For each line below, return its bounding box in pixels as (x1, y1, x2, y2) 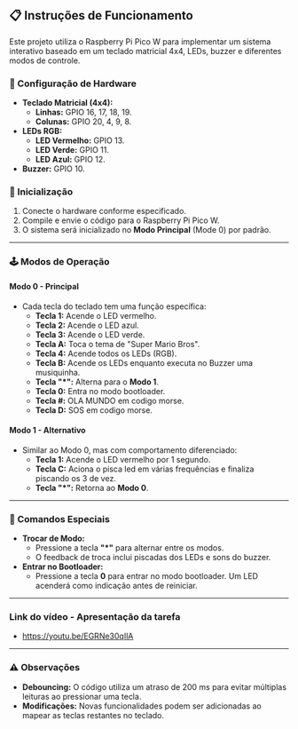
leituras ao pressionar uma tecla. (21, 691, 142, 701)
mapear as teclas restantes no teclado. (21, 709, 164, 720)
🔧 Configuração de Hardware (9, 77, 137, 90)
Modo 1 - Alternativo (9, 425, 86, 436)
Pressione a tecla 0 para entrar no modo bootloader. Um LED (35, 571, 259, 582)
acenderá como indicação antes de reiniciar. (35, 581, 198, 591)
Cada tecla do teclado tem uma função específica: (21, 301, 207, 312)
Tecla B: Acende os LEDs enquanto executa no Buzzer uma (35, 357, 254, 368)
